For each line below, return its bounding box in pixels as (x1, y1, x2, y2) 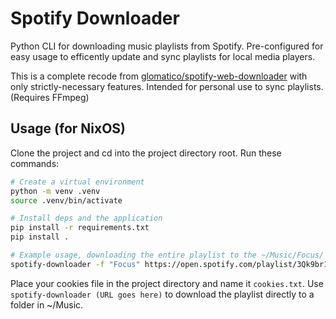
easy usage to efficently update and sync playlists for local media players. (10, 50, 316, 62)
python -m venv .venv (10, 186, 101, 196)
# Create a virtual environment (10, 177, 145, 187)
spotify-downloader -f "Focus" (10, 259, 141, 269)
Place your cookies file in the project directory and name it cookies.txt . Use (10, 277, 324, 289)
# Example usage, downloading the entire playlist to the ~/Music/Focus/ (10, 250, 325, 260)
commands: (10, 157, 60, 169)
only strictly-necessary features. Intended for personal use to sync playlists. (10, 80, 324, 92)
